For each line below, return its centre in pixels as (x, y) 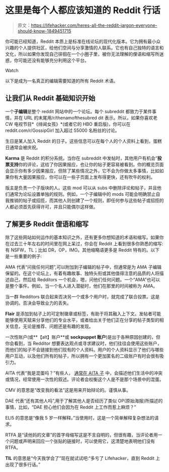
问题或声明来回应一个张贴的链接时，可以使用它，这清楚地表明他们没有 (82, 441)
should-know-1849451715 (44, 31)
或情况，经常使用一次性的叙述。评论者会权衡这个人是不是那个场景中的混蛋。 (84, 379)
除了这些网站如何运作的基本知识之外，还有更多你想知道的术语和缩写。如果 (82, 237)
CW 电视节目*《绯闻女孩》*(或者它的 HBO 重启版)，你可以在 (68, 124)
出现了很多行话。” (23, 464)
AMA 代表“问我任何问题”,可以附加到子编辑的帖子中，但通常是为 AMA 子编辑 (83, 267)
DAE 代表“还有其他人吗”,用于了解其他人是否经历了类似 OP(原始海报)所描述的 (84, 401)
